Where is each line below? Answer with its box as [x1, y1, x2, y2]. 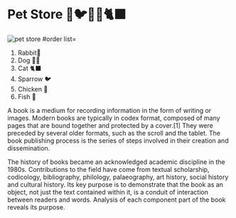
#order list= [42, 34, 77, 43]
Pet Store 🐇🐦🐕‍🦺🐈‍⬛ [7, 6, 127, 23]
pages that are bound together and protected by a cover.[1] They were [7, 121, 213, 129]
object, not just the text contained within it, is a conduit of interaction [7, 187, 208, 196]
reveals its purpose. [7, 202, 65, 211]
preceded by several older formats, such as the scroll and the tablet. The [7, 129, 220, 137]
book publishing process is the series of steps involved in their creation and [7, 136, 229, 145]
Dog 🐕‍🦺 [17, 55, 41, 65]
